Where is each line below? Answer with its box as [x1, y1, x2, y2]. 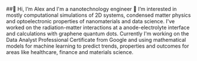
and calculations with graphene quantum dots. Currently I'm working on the [6, 30, 189, 37]
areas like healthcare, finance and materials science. [6, 49, 133, 55]
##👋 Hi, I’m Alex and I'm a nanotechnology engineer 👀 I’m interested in [6, 6, 177, 12]
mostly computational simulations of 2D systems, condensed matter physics [6, 12, 191, 19]
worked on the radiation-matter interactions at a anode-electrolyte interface [6, 24, 190, 31]
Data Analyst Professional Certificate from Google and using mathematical [6, 37, 186, 43]
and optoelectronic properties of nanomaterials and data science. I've [6, 18, 175, 24]
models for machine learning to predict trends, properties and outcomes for [6, 42, 189, 49]
